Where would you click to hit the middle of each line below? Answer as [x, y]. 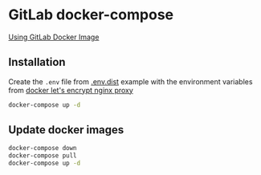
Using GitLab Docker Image [54, 37]
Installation [37, 62]
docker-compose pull [43, 156]
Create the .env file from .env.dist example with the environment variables [130, 81]
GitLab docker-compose [91, 15]
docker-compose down [43, 149]
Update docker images [66, 130]
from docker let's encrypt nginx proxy [71, 90]
